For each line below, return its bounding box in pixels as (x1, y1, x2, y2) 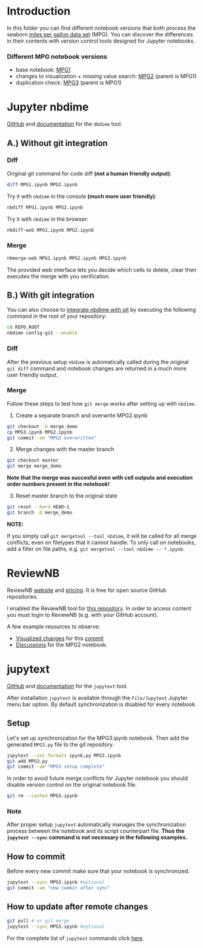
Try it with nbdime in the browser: (7, 215, 88, 223)
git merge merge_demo (7, 463, 62, 469)
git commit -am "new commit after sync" (7, 885, 111, 891)
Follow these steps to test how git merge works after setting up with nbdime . (7, 400, 196, 407)
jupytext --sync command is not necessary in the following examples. (7, 834, 188, 841)
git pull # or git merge (7, 918, 70, 924)
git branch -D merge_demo (7, 509, 72, 516)
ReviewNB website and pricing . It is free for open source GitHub (7, 587, 167, 594)
